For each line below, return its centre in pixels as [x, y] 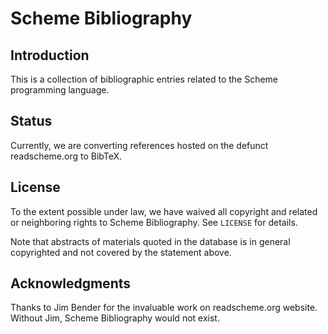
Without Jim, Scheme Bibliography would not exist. [115, 318]
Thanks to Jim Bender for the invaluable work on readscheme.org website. [164, 308]
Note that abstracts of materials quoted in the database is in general [150, 241]
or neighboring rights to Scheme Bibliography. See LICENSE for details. [154, 222]
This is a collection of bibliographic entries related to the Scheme [144, 79]
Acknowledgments [71, 283]
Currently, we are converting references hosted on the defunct [139, 145]
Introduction [50, 55]
